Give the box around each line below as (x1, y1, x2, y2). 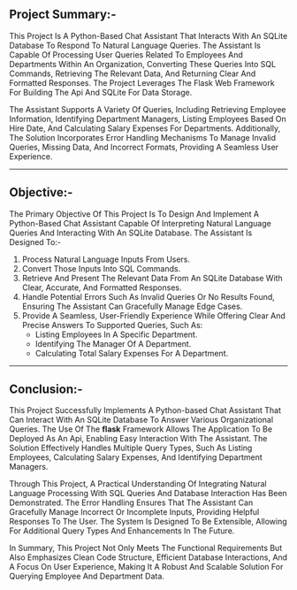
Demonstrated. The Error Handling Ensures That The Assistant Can (9, 497, 254, 508)
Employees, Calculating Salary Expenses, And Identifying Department (9, 452, 263, 463)
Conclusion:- (9, 382, 83, 397)
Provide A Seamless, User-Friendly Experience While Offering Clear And (21, 310, 286, 321)
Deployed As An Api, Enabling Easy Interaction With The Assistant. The (9, 433, 268, 444)
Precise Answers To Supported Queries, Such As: (21, 319, 203, 330)
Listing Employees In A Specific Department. (34, 329, 198, 340)
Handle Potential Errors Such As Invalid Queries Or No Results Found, (21, 291, 276, 302)
